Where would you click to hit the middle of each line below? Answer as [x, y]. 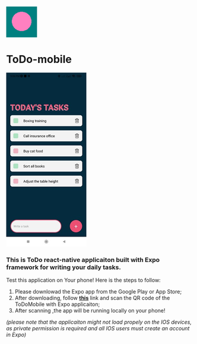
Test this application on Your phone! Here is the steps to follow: [84, 280]
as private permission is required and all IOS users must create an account [98, 329]
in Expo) [16, 335]
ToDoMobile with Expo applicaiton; [57, 304]
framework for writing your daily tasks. [64, 267]
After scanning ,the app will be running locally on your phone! [90, 311]
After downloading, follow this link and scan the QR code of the [92, 298]
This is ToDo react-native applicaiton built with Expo [83, 260]
